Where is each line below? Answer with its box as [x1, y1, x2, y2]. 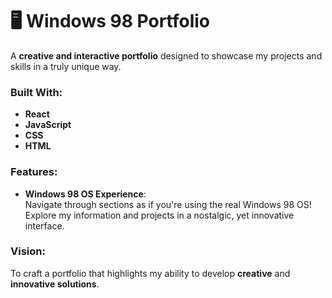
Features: [10, 165, 58, 179]
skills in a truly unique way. [10, 60, 122, 72]
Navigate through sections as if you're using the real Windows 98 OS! [24, 198, 312, 210]
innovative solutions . [10, 278, 100, 290]
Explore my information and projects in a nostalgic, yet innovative [24, 209, 295, 221]
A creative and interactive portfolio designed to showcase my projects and [10, 49, 323, 62]
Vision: [10, 244, 46, 258]
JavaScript [24, 119, 72, 131]
